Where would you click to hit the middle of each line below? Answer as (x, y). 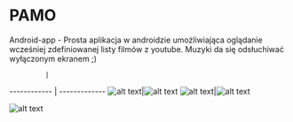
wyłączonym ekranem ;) (53, 58)
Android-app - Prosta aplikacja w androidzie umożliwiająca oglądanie (136, 40)
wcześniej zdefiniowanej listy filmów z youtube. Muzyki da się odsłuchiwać (146, 49)
